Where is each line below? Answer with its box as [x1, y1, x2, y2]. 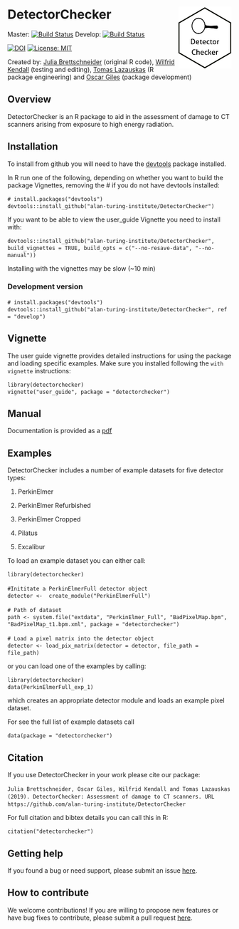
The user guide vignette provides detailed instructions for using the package [7, 351, 232, 360]
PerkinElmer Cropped [17, 515, 81, 524]
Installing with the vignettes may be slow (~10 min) [7, 264, 156, 273]
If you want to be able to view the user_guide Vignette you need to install [7, 215, 221, 224]
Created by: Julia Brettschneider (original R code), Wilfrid [7, 57, 176, 66]
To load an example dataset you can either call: [7, 556, 146, 565]
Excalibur [17, 543, 46, 551]
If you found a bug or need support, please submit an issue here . [7, 866, 198, 875]
